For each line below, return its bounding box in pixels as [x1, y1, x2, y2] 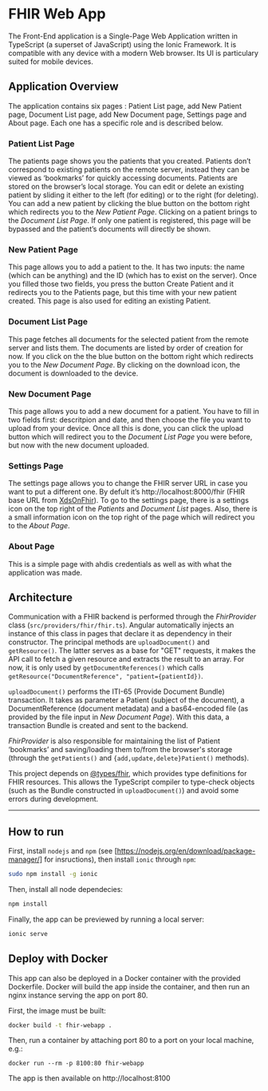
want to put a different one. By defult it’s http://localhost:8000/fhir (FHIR [8, 487, 246, 496]
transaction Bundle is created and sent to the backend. [8, 721, 189, 731]
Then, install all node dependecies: [8, 885, 124, 894]
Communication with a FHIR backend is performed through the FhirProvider [8, 612, 257, 622]
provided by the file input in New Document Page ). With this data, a [8, 712, 230, 722]
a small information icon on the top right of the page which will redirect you [8, 512, 255, 522]
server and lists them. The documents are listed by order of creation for [8, 343, 243, 352]
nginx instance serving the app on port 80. [8, 990, 148, 1000]
